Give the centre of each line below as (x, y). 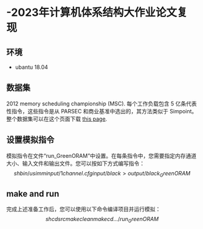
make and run (33, 193)
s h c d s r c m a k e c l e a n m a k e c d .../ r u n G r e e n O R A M (102, 220)
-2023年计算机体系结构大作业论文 (92, 12)
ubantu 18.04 (32, 67)
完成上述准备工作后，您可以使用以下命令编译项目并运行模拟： (84, 209)
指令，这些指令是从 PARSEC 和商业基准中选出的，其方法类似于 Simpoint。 (104, 111)
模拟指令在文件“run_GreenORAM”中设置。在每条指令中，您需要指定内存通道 (101, 155)
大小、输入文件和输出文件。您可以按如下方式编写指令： (75, 163)
